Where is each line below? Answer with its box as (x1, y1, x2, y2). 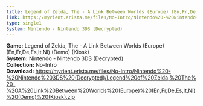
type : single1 (6, 20, 42, 26)
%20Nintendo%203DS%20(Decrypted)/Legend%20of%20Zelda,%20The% (6, 74, 196, 81)
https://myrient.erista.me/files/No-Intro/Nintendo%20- (35, 67, 171, 75)
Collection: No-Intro (6, 61, 57, 69)
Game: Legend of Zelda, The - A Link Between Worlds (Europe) (6, 42, 165, 49)
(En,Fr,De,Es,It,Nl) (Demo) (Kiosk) (6, 49, 89, 56)
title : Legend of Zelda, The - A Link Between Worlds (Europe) (6, 8, 169, 15)
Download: (6, 67, 34, 75)
